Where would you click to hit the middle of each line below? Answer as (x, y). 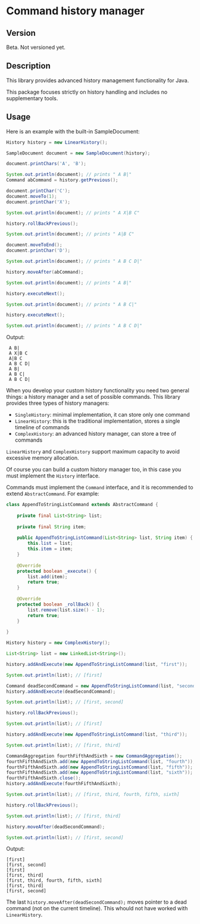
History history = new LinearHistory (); (57, 142)
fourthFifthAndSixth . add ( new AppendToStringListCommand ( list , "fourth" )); (101, 761)
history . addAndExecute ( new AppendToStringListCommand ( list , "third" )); (97, 734)
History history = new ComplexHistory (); (58, 643)
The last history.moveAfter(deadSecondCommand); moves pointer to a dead (97, 902)
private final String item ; (51, 527)
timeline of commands (42, 427)
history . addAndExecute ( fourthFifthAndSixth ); (63, 784)
